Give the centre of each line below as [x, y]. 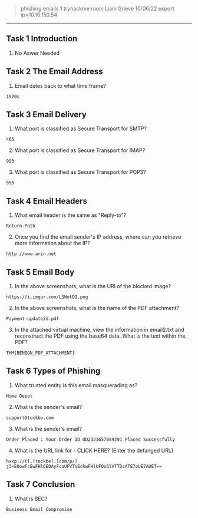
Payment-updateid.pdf [33, 319]
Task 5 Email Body [40, 272]
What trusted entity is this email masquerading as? [76, 385]
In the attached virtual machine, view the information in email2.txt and [99, 330]
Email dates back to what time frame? [60, 85]
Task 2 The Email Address [55, 72]
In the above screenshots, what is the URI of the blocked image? [93, 286]
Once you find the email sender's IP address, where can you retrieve [98, 237]
